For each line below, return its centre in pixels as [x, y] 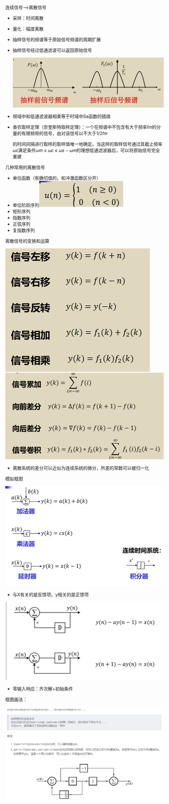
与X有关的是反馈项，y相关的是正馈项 [51, 595]
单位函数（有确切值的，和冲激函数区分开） [57, 178]
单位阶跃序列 [26, 205]
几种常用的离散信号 [25, 167]
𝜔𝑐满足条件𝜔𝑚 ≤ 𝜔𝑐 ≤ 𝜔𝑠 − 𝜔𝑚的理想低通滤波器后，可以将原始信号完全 [86, 150]
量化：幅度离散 [28, 29]
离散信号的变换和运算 [27, 241]
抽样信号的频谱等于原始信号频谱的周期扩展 [57, 40]
